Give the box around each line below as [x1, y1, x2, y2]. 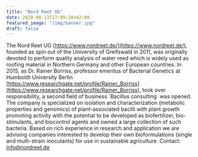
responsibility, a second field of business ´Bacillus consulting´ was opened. [6, 93, 192, 100]
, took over [139, 86, 166, 93]
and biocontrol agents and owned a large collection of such [34, 118, 182, 126]
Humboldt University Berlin [6, 74, 73, 81]
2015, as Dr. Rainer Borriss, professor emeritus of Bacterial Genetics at [6, 67, 181, 75]
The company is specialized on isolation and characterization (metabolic [6, 99, 185, 107]
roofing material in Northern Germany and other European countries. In [6, 61, 182, 68]
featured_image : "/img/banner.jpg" [6, 20, 95, 26]
